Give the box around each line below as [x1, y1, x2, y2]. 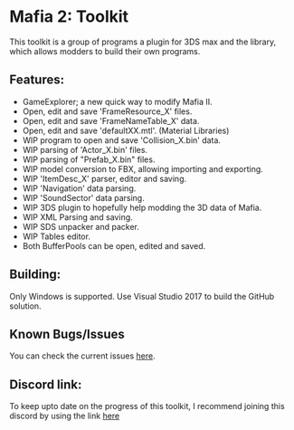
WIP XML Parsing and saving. [22, 211, 133, 223]
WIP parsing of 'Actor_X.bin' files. [22, 144, 147, 155]
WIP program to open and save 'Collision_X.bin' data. [22, 134, 222, 146]
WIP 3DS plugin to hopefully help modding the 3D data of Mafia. [22, 202, 262, 213]
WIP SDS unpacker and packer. [22, 221, 140, 232]
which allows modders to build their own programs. [9, 45, 201, 56]
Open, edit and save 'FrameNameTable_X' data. [22, 115, 200, 126]
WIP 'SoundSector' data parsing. [22, 192, 145, 203]
